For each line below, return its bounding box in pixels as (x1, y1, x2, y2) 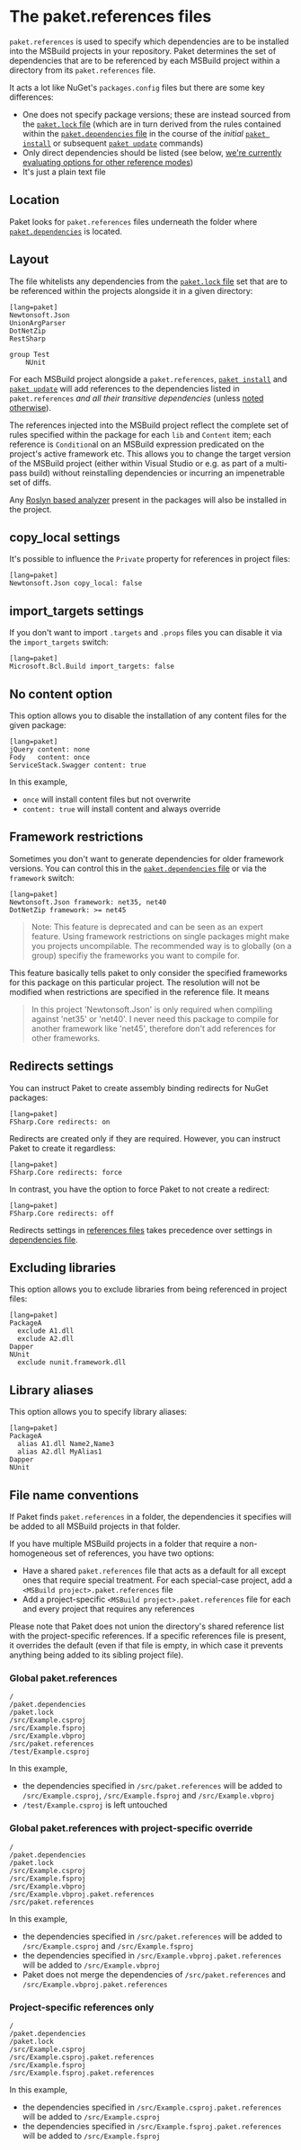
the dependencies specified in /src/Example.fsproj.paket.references (22, 2120, 282, 2131)
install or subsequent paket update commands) (22, 138, 204, 148)
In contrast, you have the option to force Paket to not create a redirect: (9, 1184, 270, 1195)
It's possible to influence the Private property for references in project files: (9, 554, 290, 564)
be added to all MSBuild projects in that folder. (9, 1521, 181, 1532)
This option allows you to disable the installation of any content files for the (9, 710, 288, 721)
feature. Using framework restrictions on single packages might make (31, 930, 290, 941)
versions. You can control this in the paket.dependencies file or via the (9, 863, 267, 874)
